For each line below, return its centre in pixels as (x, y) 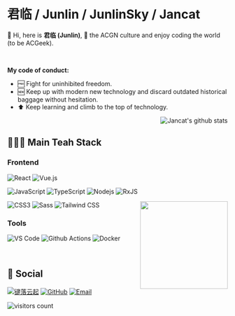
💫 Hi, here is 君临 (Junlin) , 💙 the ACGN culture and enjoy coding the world (114, 35)
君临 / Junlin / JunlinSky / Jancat (104, 14)
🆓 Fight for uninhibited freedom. (65, 83)
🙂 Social (25, 274)
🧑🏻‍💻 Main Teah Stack (55, 143)
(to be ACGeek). (30, 43)
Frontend (23, 163)
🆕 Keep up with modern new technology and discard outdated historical (122, 91)
